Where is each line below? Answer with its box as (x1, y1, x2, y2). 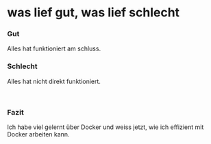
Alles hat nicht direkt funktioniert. (7, 77, 101, 85)
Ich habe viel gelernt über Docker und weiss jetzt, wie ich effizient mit (7, 123, 204, 131)
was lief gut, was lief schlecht (7, 5, 180, 20)
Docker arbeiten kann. (7, 130, 70, 139)
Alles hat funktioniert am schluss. (7, 44, 101, 53)
